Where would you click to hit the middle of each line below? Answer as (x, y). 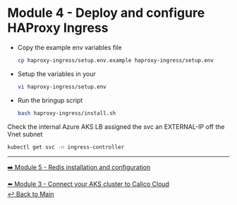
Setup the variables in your (57, 74)
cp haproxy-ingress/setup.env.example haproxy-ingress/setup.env (115, 60)
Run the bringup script (50, 100)
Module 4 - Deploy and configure (106, 13)
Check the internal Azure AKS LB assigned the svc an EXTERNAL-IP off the (116, 126)
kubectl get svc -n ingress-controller (66, 147)
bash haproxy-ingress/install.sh (67, 113)
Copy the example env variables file (69, 47)
